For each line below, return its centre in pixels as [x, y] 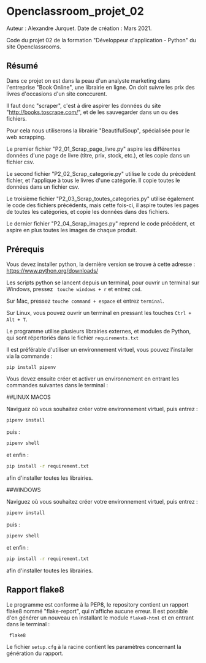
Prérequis [25, 249]
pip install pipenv [31, 367]
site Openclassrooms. [34, 47]
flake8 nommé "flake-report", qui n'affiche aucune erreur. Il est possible [97, 611]
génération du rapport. [35, 653]
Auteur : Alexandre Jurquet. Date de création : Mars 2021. [79, 28]
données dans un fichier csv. [43, 187]
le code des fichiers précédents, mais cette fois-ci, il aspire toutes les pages [103, 205]
